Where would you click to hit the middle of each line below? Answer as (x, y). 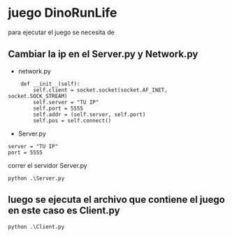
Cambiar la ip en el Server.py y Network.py (103, 54)
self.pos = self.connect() (72, 120)
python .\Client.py (36, 227)
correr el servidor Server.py (48, 165)
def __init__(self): (50, 84)
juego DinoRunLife (63, 13)
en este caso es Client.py (64, 211)
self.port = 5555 (58, 108)
